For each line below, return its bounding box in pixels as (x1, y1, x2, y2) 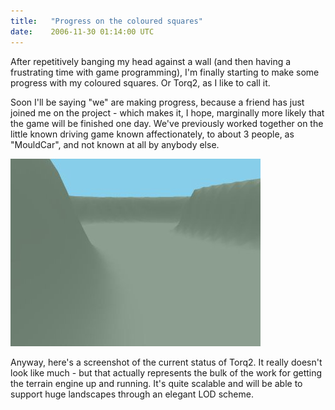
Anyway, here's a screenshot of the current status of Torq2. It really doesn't (10, 356, 323, 368)
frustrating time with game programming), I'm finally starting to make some (10, 66, 320, 78)
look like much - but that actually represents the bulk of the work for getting (10, 366, 323, 379)
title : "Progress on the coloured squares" (10, 16, 203, 26)
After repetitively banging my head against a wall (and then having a (10, 55, 292, 67)
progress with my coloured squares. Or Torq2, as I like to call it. (10, 76, 271, 89)
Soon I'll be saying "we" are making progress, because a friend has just (10, 96, 305, 108)
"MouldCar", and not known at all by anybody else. (10, 138, 220, 150)
